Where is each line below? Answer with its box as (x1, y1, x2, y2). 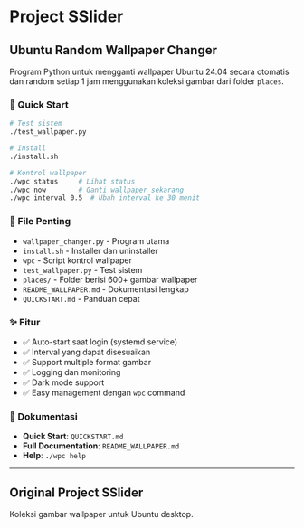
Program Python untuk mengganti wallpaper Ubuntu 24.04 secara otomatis (9, 66, 290, 77)
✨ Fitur (9, 316, 41, 328)
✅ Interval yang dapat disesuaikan (22, 346, 151, 357)
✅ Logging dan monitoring (22, 366, 121, 377)
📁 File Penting (9, 215, 71, 228)
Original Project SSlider (9, 485, 144, 500)
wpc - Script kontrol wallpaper (22, 255, 133, 266)
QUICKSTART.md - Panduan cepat (22, 293, 140, 304)
